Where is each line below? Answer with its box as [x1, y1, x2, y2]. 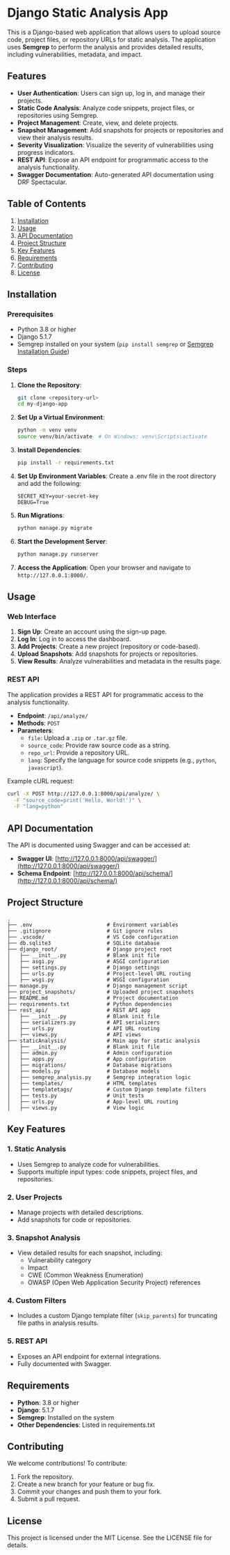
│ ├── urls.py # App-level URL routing [7, 1098, 179, 1105]
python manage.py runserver [17, 551, 99, 558]
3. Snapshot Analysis [7, 1232, 81, 1242]
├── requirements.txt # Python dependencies [7, 1000, 172, 1008]
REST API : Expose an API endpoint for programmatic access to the [17, 155, 208, 164]
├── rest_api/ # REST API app [7, 1006, 151, 1013]
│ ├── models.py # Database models [7, 1068, 160, 1075]
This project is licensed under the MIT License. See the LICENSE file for [7, 1533, 213, 1542]
